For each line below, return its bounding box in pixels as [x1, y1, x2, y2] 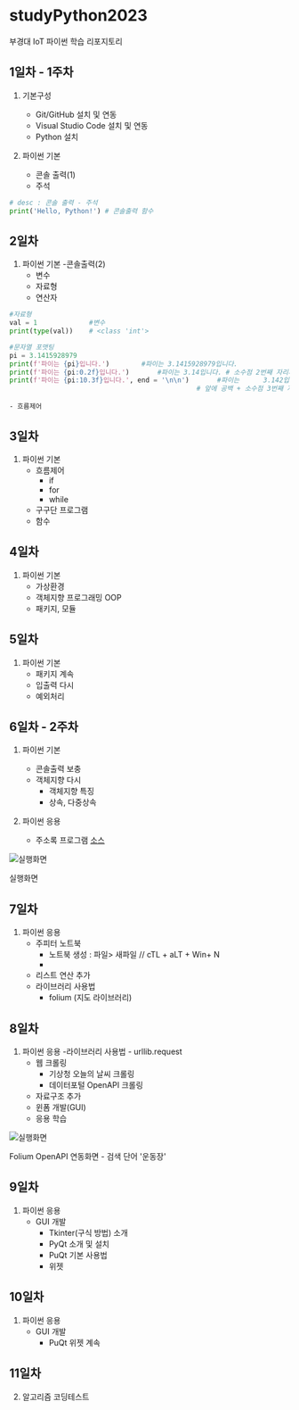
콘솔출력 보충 [35, 764, 82, 775]
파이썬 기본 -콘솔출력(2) [21, 259, 106, 270]
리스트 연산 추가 [35, 970, 91, 981]
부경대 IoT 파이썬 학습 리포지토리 [9, 36, 123, 46]
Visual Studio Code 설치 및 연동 [35, 120, 149, 130]
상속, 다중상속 [48, 797, 97, 808]
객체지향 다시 [35, 775, 82, 785]
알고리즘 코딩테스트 [21, 1391, 90, 1402]
